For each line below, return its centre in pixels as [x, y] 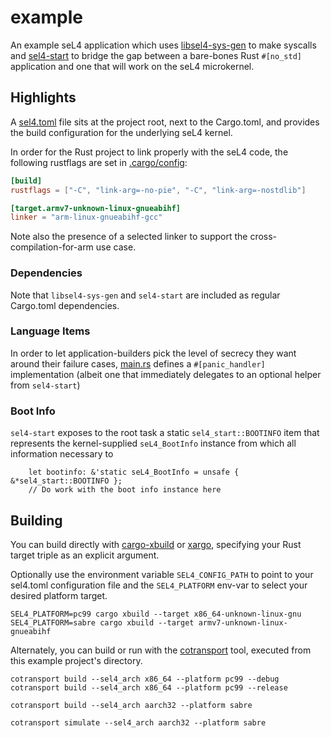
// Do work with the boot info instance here [125, 490]
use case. [116, 247]
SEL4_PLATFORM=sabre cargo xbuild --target [102, 622]
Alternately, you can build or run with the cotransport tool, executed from [161, 650]
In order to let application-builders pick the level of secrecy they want [153, 353]
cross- [263, 237]
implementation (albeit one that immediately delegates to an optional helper [166, 374]
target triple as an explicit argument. [85, 555]
